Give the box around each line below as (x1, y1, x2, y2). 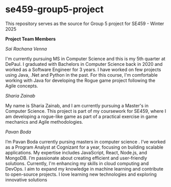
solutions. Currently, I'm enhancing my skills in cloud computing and (5, 160, 149, 167)
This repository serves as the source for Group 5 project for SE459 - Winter (5, 20, 164, 27)
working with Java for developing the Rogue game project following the (5, 77, 156, 83)
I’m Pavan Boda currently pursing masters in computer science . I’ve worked (5, 138, 166, 145)
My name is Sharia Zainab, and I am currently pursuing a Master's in (5, 102, 149, 108)
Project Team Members (5, 36, 56, 42)
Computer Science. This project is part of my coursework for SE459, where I (5, 108, 166, 114)
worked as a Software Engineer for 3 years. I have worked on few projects (5, 66, 161, 73)
